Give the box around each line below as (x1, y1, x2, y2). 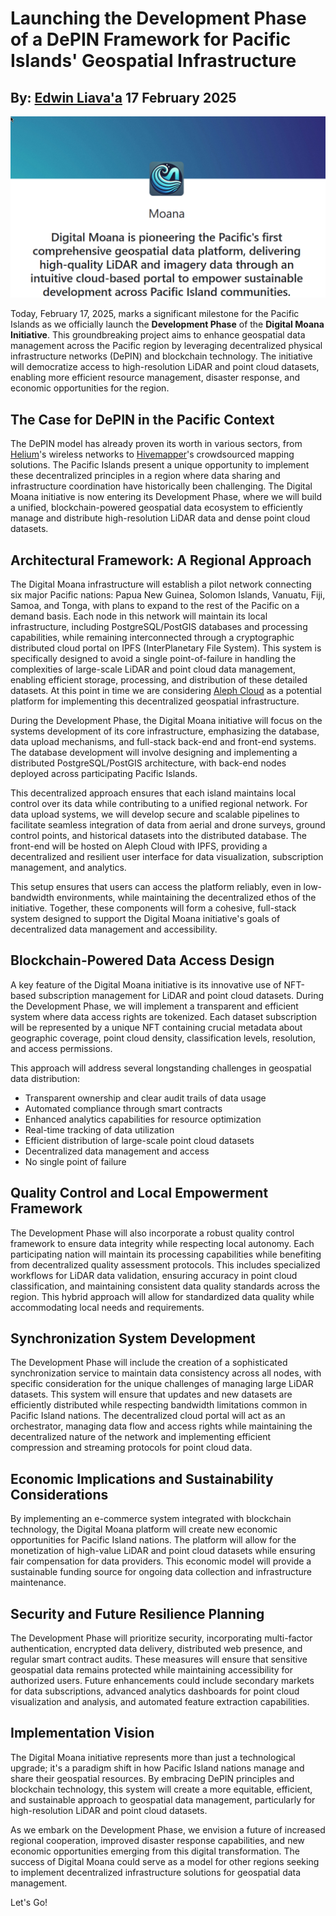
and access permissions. (10, 1042, 113, 1054)
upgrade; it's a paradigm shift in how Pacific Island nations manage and (10, 1762, 305, 1774)
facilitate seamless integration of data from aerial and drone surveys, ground (10, 819, 326, 831)
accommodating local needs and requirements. (10, 1301, 205, 1313)
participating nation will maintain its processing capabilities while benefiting (10, 1248, 322, 1260)
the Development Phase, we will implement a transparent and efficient (10, 1000, 299, 1012)
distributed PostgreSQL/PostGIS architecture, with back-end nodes (10, 757, 287, 769)
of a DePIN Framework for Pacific (10, 28, 292, 51)
